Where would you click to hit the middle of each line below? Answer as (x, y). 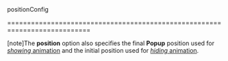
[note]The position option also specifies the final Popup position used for (111, 43)
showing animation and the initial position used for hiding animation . (103, 50)
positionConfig (28, 9)
